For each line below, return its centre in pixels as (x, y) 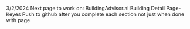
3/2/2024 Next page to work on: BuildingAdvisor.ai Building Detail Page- (94, 8)
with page (18, 20)
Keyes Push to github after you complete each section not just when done (95, 14)
